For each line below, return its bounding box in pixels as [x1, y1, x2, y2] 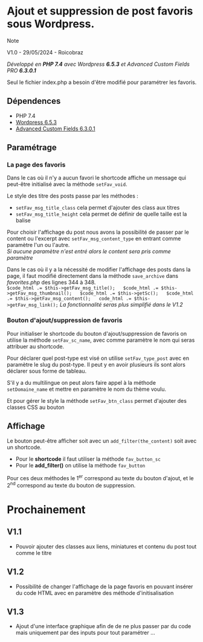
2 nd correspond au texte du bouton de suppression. [7, 481, 136, 489]
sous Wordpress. [7, 17, 95, 31]
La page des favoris [7, 161, 66, 169]
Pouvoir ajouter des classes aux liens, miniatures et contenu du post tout [15, 542, 197, 550]
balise [15, 217, 31, 224]
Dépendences [7, 96, 61, 106]
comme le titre [15, 549, 52, 556]
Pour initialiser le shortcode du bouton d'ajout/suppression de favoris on [7, 330, 187, 337]
